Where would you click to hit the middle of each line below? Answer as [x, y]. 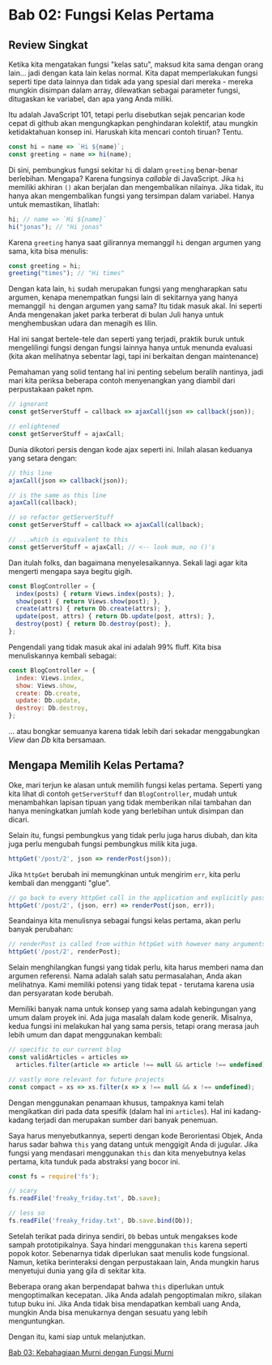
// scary [23, 1191]
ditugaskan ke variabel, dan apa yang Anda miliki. [91, 99]
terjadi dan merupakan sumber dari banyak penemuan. [127, 1120]
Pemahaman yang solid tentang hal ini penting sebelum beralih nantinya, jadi [136, 372]
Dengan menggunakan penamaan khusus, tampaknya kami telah [116, 1103]
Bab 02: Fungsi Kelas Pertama [111, 15]
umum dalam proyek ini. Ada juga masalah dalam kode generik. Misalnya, [131, 1017]
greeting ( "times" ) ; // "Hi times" [67, 274]
